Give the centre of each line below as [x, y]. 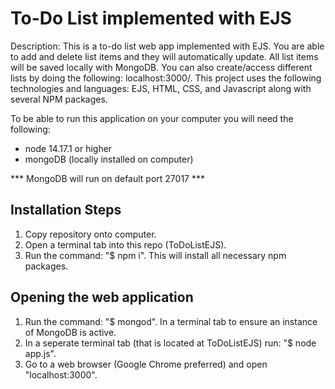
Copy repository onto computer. [90, 234]
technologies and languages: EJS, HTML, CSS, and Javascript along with [161, 88]
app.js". [40, 353]
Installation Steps [66, 210]
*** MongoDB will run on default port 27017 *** [107, 178]
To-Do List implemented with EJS [151, 18]
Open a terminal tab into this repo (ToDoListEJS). [125, 244]
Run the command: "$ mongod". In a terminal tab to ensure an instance [171, 321]
